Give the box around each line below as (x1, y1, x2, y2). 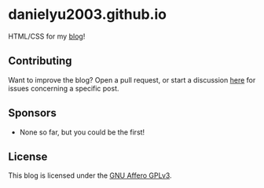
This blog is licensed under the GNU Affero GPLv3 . (8, 171, 172, 180)
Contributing (8, 54, 72, 68)
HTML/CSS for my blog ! (8, 31, 86, 41)
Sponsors (8, 106, 57, 120)
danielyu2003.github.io (8, 6, 167, 24)
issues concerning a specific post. (8, 83, 119, 93)
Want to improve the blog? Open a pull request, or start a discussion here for (8, 75, 256, 84)
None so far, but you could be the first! (19, 127, 145, 137)
